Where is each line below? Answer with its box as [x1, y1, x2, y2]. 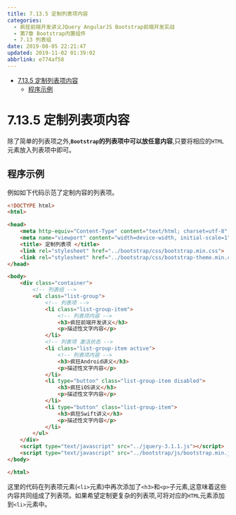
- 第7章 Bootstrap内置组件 [13, 30, 86, 37]
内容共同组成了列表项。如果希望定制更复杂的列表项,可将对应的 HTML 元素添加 [7, 491, 225, 500]
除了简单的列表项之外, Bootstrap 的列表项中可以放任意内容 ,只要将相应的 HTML [7, 136, 225, 145]
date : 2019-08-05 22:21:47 [7, 43, 86, 50]
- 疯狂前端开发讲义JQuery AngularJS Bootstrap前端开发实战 [13, 23, 176, 30]
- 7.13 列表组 [13, 37, 52, 44]
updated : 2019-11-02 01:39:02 [7, 50, 96, 57]
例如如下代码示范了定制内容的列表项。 [7, 188, 118, 197]
